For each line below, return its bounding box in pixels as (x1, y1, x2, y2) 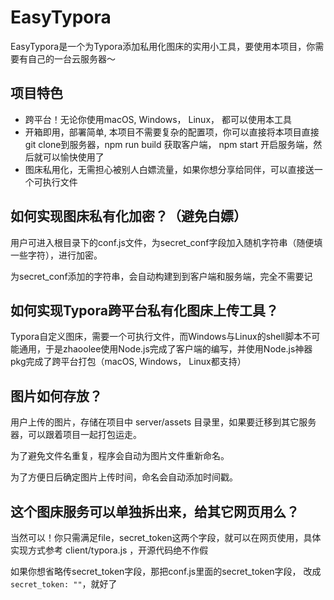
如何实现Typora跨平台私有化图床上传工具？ (10, 302, 279, 319)
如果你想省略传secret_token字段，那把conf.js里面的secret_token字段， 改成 (10, 566, 322, 577)
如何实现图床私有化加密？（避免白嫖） (10, 208, 247, 225)
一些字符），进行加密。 (10, 249, 103, 261)
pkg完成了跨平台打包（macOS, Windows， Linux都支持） (10, 356, 247, 368)
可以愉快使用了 (42, 151, 105, 163)
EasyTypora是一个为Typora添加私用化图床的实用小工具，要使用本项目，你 (10, 40, 316, 52)
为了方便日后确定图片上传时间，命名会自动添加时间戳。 (10, 471, 238, 483)
